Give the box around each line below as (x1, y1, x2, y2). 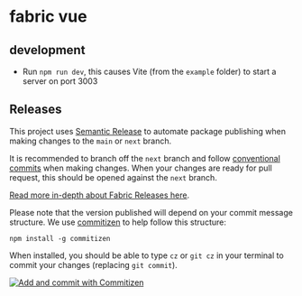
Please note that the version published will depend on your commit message (9, 207, 293, 217)
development (9, 42, 86, 58)
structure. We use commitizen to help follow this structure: (9, 217, 227, 227)
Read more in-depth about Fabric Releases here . (9, 190, 190, 200)
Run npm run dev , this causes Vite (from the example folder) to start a (22, 66, 277, 77)
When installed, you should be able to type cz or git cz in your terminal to (9, 250, 284, 261)
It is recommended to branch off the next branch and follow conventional (9, 153, 281, 163)
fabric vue (9, 6, 87, 27)
